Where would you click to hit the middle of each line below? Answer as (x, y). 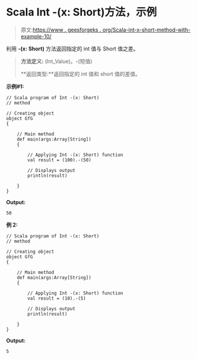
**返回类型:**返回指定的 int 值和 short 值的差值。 (81, 74)
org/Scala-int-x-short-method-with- (147, 30)
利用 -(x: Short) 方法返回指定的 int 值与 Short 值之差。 (72, 49)
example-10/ (36, 36)
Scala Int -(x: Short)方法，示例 (82, 12)
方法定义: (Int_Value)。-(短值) (56, 61)
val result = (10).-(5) (57, 298)
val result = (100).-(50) (60, 160)
